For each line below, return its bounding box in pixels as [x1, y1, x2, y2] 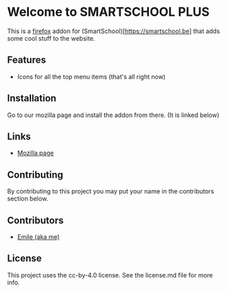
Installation [7, 92, 57, 104]
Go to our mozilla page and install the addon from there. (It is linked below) [7, 111, 219, 119]
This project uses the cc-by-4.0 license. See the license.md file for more [7, 271, 213, 279]
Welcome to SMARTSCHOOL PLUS [7, 4, 210, 20]
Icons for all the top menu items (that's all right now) [17, 72, 166, 81]
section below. [7, 194, 48, 203]
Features [7, 54, 46, 66]
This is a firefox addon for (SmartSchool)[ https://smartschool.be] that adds [7, 27, 220, 35]
